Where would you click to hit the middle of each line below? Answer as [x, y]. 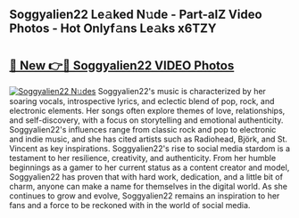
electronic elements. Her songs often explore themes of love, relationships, [147, 111]
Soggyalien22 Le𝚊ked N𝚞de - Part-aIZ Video [136, 15]
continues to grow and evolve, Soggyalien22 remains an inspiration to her [145, 196]
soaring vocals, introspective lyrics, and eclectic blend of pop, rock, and [142, 101]
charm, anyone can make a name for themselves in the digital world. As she [149, 186]
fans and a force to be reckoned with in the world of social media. [130, 205]
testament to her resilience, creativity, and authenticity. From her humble [143, 158]
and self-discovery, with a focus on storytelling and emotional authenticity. [146, 120]
